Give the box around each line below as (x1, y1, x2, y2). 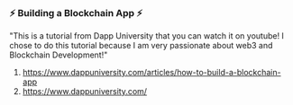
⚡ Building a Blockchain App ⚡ (9, 6, 143, 19)
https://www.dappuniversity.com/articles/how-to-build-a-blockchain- (22, 67, 281, 78)
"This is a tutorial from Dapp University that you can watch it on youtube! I (9, 31, 284, 41)
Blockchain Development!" (9, 49, 108, 60)
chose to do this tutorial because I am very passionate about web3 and (9, 40, 273, 51)
